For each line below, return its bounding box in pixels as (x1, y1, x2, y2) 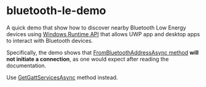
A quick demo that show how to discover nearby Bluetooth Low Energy (6, 24, 186, 31)
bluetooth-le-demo (6, 4, 106, 18)
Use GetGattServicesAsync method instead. (6, 74, 118, 81)
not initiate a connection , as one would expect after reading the (6, 55, 169, 62)
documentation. (6, 62, 47, 69)
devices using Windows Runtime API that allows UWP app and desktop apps (6, 30, 200, 37)
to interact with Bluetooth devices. (6, 37, 93, 44)
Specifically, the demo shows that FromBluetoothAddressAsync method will (6, 48, 199, 56)
